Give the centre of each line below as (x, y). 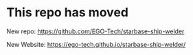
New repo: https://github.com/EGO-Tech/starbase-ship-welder (95, 31)
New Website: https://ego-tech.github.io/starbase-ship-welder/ (96, 44)
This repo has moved (67, 13)
